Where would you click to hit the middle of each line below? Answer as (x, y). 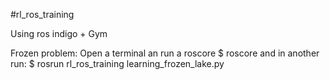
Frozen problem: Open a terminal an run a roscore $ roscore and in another (165, 53)
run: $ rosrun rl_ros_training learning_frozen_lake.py (117, 63)
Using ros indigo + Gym (59, 33)
